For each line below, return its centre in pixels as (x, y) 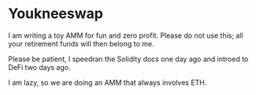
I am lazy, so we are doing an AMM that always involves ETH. (108, 82)
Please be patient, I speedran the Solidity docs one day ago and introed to (128, 59)
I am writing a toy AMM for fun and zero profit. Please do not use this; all (126, 35)
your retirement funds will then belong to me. (82, 43)
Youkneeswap (56, 14)
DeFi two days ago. (39, 67)
